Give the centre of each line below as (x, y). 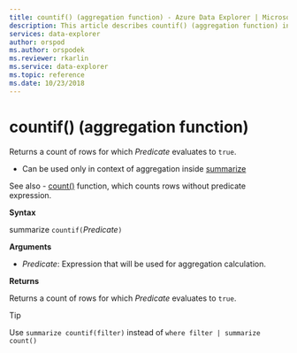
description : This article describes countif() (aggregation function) (144, 26)
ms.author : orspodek (47, 50)
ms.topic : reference (47, 75)
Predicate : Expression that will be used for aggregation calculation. (144, 264)
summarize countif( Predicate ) (66, 229)
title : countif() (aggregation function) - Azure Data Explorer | (134, 17)
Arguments (30, 246)
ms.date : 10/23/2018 (47, 83)
